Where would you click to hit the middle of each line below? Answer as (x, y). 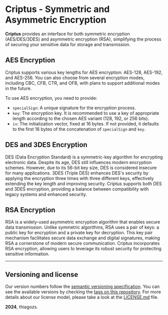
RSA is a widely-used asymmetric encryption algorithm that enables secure (83, 222)
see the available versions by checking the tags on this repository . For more (83, 292)
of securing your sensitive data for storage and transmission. (68, 44)
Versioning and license (42, 274)
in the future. (18, 88)
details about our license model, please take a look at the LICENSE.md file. (82, 297)
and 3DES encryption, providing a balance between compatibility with (77, 189)
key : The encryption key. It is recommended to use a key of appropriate (86, 113)
